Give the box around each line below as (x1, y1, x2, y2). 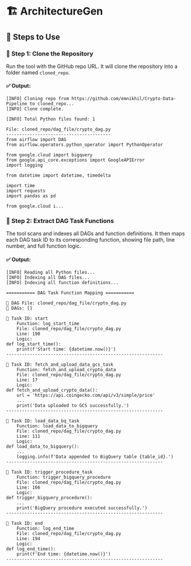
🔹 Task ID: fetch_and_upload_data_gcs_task (6, 361, 114, 368)
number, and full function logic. (6, 242, 81, 249)
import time (6, 183, 35, 189)
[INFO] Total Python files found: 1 (6, 116, 95, 122)
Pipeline (6, 101, 27, 107)
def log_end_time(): (6, 546, 57, 552)
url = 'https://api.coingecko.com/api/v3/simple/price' (16, 392, 156, 398)
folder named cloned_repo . (6, 68, 70, 76)
